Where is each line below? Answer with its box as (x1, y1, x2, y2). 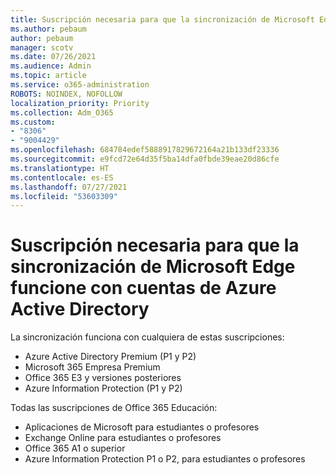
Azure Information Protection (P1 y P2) (24, 382, 183, 395)
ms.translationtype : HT (10, 163, 110, 173)
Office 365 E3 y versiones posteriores (24, 372, 182, 384)
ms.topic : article (10, 71, 87, 81)
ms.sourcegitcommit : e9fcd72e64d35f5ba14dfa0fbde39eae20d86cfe (10, 154, 280, 164)
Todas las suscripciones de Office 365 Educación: (10, 402, 218, 414)
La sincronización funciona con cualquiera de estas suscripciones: (10, 331, 285, 343)
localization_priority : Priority (10, 98, 150, 108)
